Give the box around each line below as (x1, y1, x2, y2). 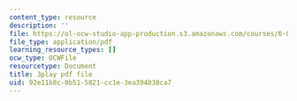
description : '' (9, 21, 69, 30)
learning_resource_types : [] (9, 46, 117, 54)
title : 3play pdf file (9, 70, 93, 79)
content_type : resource (9, 12, 97, 22)
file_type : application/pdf (9, 37, 113, 47)
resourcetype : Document (9, 62, 97, 71)
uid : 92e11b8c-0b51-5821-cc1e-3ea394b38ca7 (9, 78, 172, 87)
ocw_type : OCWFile (9, 54, 77, 62)
